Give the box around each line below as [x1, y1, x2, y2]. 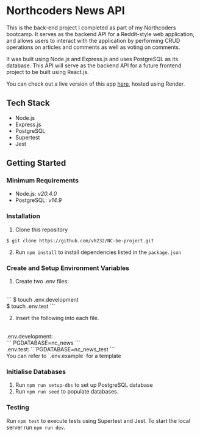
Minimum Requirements [6, 176, 79, 185]
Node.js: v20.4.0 [15, 190, 57, 198]
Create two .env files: [15, 278, 69, 285]
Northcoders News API [6, 4, 125, 18]
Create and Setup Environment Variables [6, 264, 130, 272]
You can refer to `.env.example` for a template [6, 353, 122, 360]
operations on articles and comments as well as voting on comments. [6, 43, 180, 51]
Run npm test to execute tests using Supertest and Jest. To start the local [6, 417, 191, 424]
